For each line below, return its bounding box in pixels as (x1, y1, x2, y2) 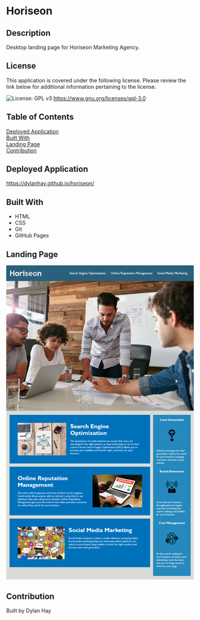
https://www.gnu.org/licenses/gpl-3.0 (53, 94, 146, 102)
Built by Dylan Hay (6, 607, 52, 615)
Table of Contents (6, 112, 74, 122)
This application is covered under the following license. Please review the (6, 76, 186, 84)
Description (6, 28, 51, 38)
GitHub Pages (14, 232, 49, 239)
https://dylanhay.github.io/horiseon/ (6, 180, 95, 187)
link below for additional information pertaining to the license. (6, 83, 157, 90)
